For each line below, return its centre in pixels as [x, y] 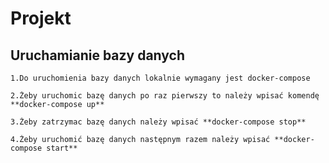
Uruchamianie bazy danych [98, 55]
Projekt [41, 18]
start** [62, 148]
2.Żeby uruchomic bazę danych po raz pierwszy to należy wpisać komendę [165, 96]
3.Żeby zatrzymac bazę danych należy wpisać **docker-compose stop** [158, 122]
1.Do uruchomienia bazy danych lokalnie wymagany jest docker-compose [160, 78]
